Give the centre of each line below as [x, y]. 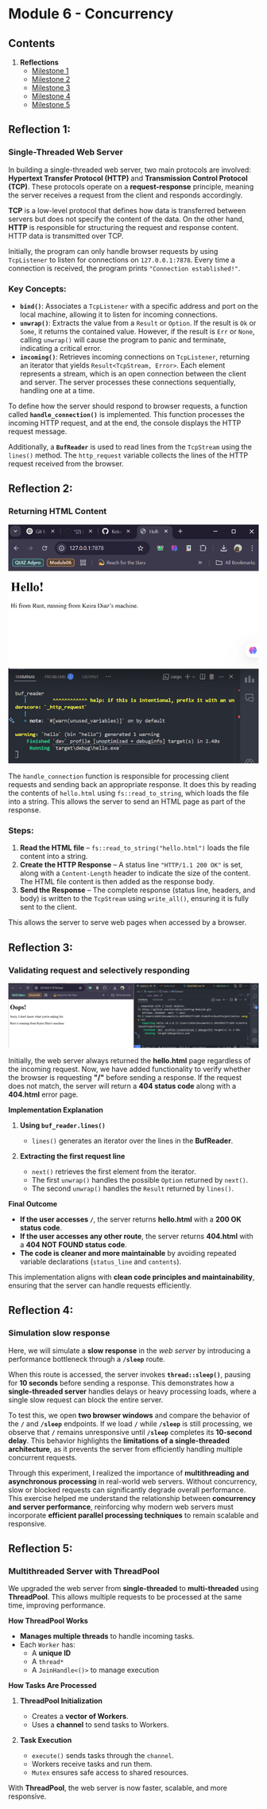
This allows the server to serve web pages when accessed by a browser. [128, 922]
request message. [38, 431]
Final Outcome [33, 1203]
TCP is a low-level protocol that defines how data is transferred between [127, 210]
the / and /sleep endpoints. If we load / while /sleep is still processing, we [130, 1423]
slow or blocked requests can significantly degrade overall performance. [127, 1490]
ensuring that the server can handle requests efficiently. [100, 1285]
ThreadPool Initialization [61, 1701]
